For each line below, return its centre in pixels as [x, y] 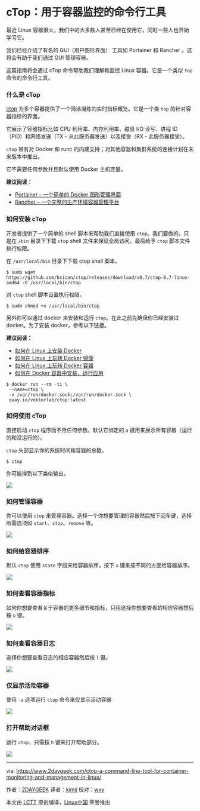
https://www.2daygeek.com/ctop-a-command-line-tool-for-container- [103, 770]
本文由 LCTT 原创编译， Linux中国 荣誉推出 [58, 802]
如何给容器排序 [28, 551]
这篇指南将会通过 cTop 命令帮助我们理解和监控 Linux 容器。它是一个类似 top [99, 70]
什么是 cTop [23, 94]
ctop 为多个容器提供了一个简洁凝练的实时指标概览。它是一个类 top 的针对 [96, 109]
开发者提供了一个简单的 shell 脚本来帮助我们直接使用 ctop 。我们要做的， [95, 233]
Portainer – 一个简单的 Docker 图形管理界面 [68, 195]
